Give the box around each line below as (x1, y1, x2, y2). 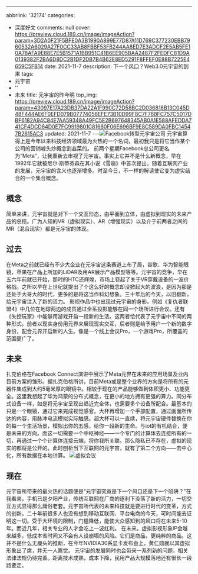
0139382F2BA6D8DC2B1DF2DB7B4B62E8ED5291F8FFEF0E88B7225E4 (14, 56, 190, 63)
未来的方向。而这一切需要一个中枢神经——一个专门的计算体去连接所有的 (11, 430, 187, 437)
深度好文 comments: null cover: (14, 24, 91, 31)
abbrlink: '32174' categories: (6, 12, 75, 18)
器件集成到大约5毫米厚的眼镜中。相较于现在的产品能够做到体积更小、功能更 (6, 385, 190, 392)
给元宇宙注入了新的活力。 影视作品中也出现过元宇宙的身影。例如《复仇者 (6, 298, 183, 305)
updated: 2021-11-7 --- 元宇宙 (44, 130, 183, 137)
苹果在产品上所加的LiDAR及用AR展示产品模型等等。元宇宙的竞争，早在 (16, 268, 188, 275)
